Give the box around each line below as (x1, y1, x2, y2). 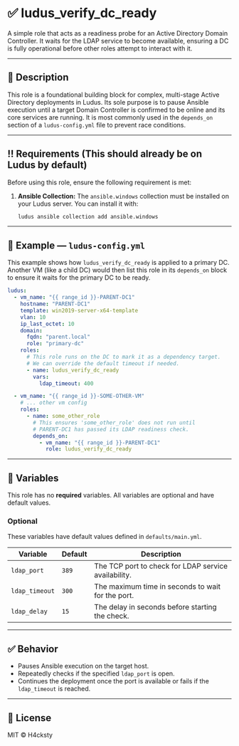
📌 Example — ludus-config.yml (7, 239, 146, 251)
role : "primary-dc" (26, 340, 84, 347)
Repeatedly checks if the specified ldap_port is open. (17, 669, 176, 678)
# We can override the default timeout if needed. (26, 359, 180, 367)
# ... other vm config (20, 399, 87, 406)
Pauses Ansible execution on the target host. (17, 662, 149, 671)
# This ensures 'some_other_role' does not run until (33, 419, 196, 426)
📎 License (7, 712, 52, 724)
